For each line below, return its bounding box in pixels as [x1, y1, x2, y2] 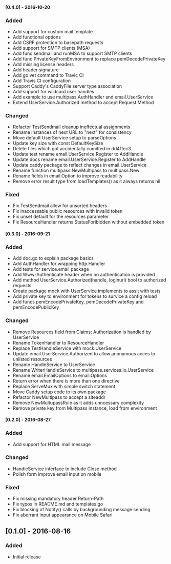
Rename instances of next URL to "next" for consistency [12, 129, 132, 135]
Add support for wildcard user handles [12, 88, 95, 94]
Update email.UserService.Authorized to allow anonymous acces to [12, 350, 156, 356]
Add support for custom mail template [12, 28, 93, 34]
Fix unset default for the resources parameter [12, 213, 109, 220]
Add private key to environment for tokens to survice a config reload [12, 293, 157, 299]
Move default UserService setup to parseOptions [12, 135, 116, 141]
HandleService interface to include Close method [12, 466, 117, 472]
